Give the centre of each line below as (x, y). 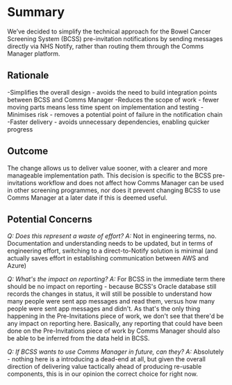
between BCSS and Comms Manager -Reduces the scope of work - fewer (113, 100)
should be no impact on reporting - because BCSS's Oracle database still (112, 287)
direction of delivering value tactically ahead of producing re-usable (105, 367)
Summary (36, 12)
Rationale (28, 76)
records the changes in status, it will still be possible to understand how (110, 294)
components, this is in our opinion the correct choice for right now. (102, 374)
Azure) (17, 266)
